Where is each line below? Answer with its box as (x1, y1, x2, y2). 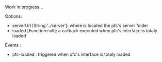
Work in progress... (5, 4, 43, 10)
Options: (5, 13, 22, 19)
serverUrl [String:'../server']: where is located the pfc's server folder (12, 23, 148, 28)
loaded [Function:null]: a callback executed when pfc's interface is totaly (12, 28, 158, 33)
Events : (5, 42, 21, 48)
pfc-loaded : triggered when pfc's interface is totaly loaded (12, 51, 130, 57)
